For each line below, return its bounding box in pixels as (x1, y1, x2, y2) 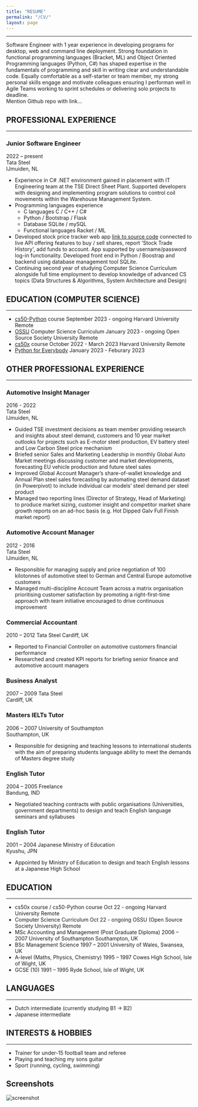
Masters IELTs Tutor (6, 711, 64, 719)
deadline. (6, 92, 29, 99)
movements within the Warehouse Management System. (14, 195, 152, 203)
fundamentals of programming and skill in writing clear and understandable (6, 66, 189, 74)
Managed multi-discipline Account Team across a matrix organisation (14, 584, 184, 592)
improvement (14, 603, 47, 610)
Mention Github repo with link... (6, 98, 82, 105)
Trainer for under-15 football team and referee (14, 1049, 127, 1056)
